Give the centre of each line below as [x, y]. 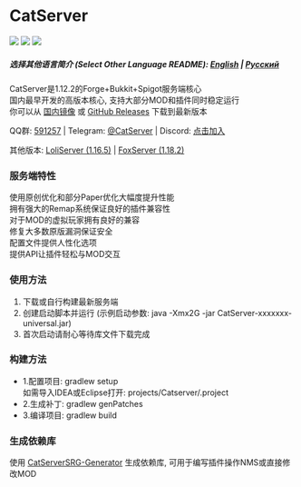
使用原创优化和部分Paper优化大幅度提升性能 [92, 197]
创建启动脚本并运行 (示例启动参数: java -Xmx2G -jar [119, 313]
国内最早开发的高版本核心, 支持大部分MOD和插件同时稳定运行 [125, 100]
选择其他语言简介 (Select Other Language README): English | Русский [144, 64]
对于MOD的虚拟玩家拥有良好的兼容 [75, 220]
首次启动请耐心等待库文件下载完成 [86, 333]
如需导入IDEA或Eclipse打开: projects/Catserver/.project [126, 393]
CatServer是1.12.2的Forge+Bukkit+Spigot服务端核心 [106, 88]
